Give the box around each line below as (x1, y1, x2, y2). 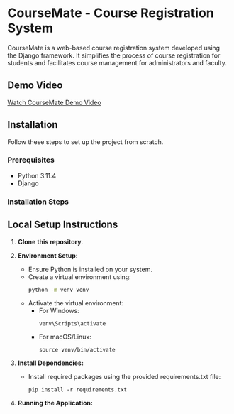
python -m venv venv (28, 286, 89, 293)
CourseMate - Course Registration (7, 5, 214, 21)
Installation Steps (7, 197, 69, 207)
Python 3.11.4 (17, 171, 57, 180)
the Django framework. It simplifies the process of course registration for (7, 51, 221, 60)
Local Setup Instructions (7, 219, 118, 231)
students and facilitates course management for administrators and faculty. (7, 58, 227, 67)
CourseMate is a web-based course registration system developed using (7, 43, 221, 52)
